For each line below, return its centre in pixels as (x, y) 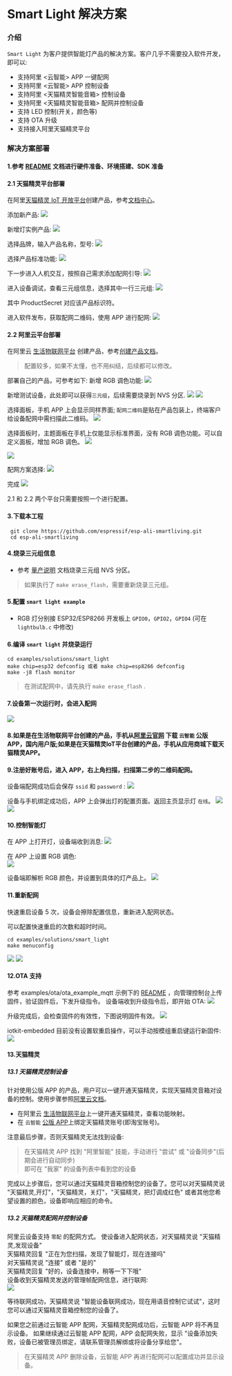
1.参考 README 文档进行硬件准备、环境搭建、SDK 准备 (85, 166)
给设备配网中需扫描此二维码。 (49, 419)
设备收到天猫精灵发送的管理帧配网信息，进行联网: (78, 1280)
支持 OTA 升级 (37, 120)
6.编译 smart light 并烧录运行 (50, 644)
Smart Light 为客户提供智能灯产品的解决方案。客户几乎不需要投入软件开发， (116, 54)
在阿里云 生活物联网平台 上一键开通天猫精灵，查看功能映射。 (103, 1114)
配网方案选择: (27, 470)
